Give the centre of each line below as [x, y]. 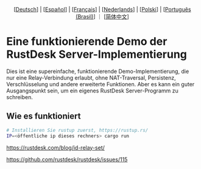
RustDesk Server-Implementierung [97, 54]
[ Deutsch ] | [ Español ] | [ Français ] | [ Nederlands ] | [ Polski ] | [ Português [102, 9]
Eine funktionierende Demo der [87, 42]
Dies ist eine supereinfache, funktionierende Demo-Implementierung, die [98, 71]
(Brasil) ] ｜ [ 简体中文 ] [102, 16]
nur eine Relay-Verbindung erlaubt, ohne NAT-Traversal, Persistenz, [91, 78]
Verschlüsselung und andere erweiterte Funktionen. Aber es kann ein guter [100, 84]
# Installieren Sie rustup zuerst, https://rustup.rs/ [77, 130]
